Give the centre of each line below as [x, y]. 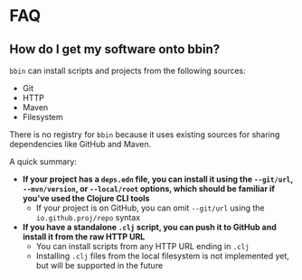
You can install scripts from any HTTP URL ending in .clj [143, 246]
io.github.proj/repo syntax [88, 217]
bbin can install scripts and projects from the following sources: [127, 70]
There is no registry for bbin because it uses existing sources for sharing [145, 135]
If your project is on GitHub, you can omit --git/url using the [150, 208]
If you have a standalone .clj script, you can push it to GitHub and [150, 227]
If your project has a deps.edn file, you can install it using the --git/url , [158, 179]
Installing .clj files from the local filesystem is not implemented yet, [162, 256]
